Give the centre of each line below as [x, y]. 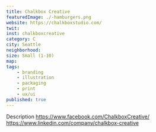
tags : [13, 67]
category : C [21, 39]
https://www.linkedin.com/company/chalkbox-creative [73, 123]
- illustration [36, 78]
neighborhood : [24, 50]
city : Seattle [24, 45]
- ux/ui [26, 94]
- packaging [31, 83]
